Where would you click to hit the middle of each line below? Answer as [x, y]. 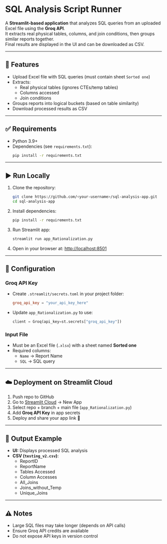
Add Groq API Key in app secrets [46, 413]
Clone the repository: [34, 188]
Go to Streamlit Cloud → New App [47, 402]
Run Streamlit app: [31, 230]
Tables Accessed [38, 472]
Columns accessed [40, 92]
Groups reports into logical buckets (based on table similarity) [76, 103]
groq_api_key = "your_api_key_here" [50, 303]
